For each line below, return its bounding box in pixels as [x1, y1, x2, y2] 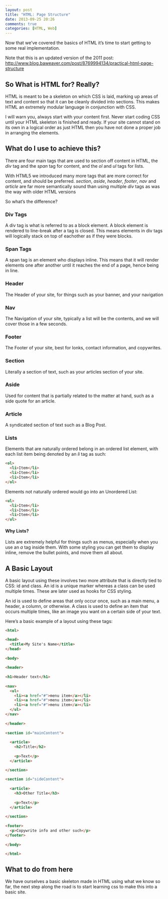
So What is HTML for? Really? [5, 80, 100, 88]
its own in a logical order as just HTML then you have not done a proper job [5, 124, 161, 131]
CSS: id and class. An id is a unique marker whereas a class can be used [5, 583, 155, 589]
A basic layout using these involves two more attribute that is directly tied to [5, 578, 162, 584]
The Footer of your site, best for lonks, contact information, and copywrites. [5, 345, 162, 351]
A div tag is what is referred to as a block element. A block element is [5, 222, 148, 228]
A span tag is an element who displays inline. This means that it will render [5, 257, 159, 263]
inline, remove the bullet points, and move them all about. [5, 550, 124, 556]
